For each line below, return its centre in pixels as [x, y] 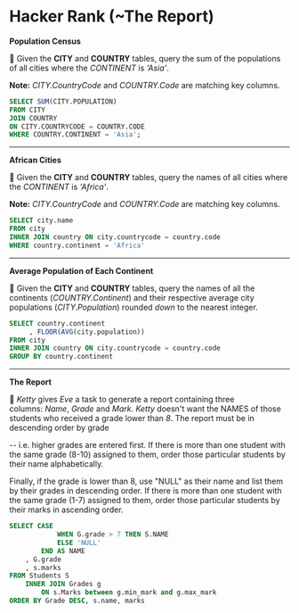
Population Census [45, 41]
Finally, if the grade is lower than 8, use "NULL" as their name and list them [146, 481]
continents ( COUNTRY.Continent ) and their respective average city [132, 297]
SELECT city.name [41, 220]
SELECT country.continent [57, 323]
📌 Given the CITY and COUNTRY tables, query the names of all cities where [149, 178]
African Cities [36, 160]
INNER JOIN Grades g [63, 584]
